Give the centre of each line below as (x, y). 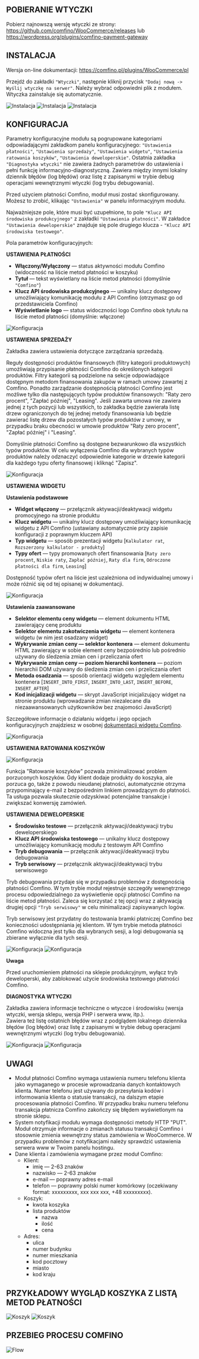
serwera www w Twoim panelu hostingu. (65, 1148)
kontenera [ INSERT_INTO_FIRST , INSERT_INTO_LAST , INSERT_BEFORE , (94, 682)
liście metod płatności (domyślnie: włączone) (70, 317)
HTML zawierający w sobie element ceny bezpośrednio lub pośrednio (100, 650)
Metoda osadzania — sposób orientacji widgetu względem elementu (99, 676)
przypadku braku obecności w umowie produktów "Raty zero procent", (93, 426)
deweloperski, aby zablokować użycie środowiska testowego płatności (93, 979)
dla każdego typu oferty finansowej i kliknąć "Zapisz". (72, 463)
